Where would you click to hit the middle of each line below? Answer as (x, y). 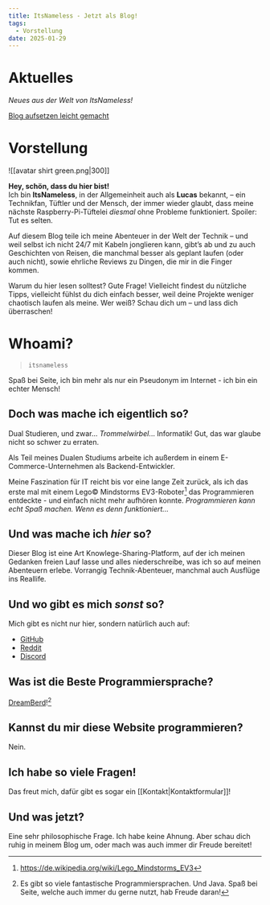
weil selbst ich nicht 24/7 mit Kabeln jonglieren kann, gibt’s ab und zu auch (132, 245)
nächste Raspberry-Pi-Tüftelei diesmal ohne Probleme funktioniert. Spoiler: (133, 212)
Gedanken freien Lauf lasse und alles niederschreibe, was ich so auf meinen (135, 562)
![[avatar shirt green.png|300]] (59, 171)
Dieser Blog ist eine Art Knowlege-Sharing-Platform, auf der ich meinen (127, 553)
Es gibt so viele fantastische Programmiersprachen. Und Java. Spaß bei (139, 884)
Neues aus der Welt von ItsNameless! (71, 101)
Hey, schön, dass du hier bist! (59, 187)
